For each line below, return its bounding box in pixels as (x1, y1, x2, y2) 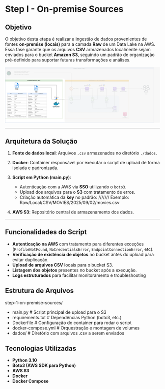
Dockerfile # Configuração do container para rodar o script (12, 320, 132, 326)
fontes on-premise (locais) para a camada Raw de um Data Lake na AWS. (5, 41, 156, 47)
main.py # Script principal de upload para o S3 (12, 309, 107, 315)
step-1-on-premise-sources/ (5, 299, 63, 305)
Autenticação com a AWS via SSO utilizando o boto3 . (19, 183, 127, 190)
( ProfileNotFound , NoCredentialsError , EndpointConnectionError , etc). (12, 246, 154, 252)
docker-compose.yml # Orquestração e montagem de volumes (12, 325, 140, 330)
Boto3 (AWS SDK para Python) (12, 362, 76, 368)
